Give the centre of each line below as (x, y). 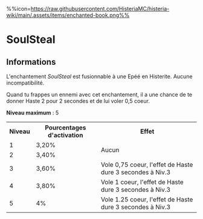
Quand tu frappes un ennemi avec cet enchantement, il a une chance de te (99, 94)
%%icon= (19, 9)
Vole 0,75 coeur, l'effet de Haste (147, 165)
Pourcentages (66, 128)
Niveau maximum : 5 (33, 113)
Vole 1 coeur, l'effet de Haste (142, 182)
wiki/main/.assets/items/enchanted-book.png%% (68, 15)
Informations (31, 62)
